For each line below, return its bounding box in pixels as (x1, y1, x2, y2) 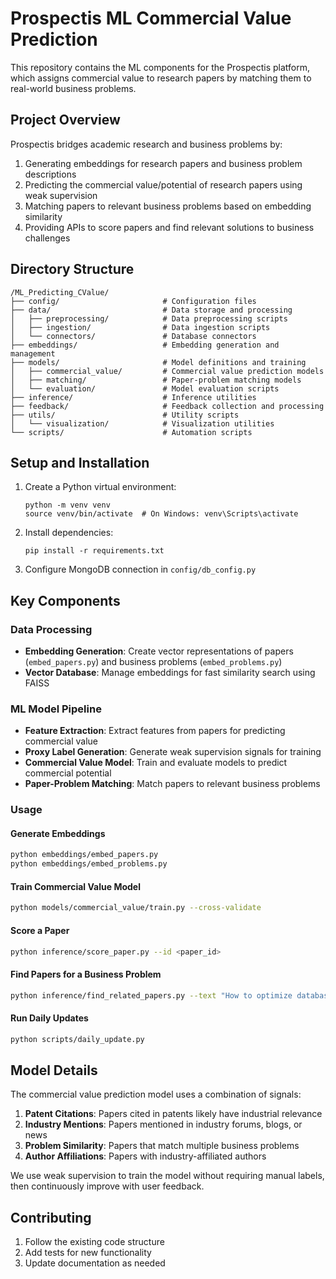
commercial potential (24, 767, 112, 779)
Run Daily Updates (10, 1012, 89, 1024)
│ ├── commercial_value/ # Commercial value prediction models (10, 366, 325, 376)
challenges (24, 232, 71, 244)
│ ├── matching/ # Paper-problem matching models (10, 375, 302, 385)
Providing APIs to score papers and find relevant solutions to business (24, 221, 315, 233)
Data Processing (10, 622, 93, 636)
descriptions (24, 168, 77, 180)
